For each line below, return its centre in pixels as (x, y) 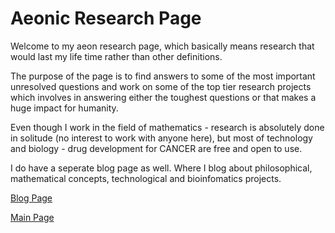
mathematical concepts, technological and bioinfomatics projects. (146, 178)
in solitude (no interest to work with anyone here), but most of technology (161, 138)
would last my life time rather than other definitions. (116, 56)
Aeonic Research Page (106, 18)
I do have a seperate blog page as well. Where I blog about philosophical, (161, 168)
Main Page (32, 217)
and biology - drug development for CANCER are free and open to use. (156, 148)
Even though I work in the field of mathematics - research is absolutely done (167, 127)
